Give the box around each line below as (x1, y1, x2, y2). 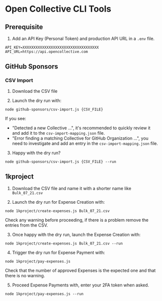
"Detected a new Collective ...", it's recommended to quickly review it (12, 125, 151, 131)
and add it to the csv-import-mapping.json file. (12, 130, 105, 136)
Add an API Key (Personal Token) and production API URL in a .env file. (12, 35, 155, 41)
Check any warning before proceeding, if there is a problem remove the (5, 217, 149, 223)
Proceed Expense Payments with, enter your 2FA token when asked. (12, 282, 149, 288)
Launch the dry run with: (12, 97, 62, 103)
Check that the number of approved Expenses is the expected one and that (5, 267, 156, 273)
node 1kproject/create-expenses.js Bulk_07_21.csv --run (5, 241, 123, 246)
